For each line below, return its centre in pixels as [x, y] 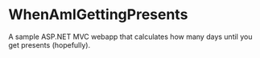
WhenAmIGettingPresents [98, 15]
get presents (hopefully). [50, 44]
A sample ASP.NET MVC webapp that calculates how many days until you [130, 37]
